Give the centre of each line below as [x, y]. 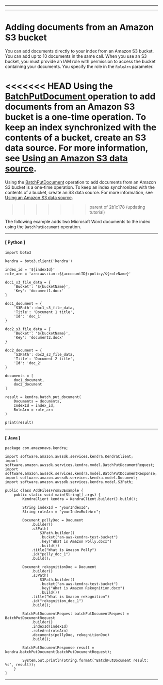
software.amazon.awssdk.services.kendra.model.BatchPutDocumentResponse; [81, 474]
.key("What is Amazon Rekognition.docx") [82, 588]
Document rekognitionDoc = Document [59, 567]
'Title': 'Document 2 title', [44, 359]
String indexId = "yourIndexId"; [56, 508]
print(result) [19, 423]
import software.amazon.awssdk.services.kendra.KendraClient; [69, 457]
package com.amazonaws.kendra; [37, 448]
